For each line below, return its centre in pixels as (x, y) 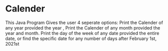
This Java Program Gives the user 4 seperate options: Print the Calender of (84, 22)
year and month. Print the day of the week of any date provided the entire (82, 33)
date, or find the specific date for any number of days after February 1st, (81, 38)
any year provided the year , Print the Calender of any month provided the (83, 27)
